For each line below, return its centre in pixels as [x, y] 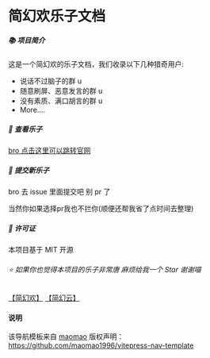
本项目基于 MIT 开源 [41, 250]
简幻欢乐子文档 [57, 16]
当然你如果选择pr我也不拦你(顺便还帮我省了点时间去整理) [101, 209]
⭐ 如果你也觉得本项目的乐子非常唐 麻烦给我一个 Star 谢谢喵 [105, 269]
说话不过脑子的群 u [51, 81]
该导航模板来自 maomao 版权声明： [66, 337]
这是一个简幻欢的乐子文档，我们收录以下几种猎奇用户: [96, 64]
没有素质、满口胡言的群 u [61, 101]
